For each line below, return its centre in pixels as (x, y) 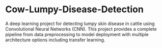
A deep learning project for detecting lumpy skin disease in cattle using (80, 23)
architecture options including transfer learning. (55, 40)
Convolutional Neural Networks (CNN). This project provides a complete (81, 29)
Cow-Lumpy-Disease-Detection (74, 9)
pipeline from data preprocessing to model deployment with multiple (77, 34)
